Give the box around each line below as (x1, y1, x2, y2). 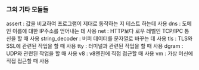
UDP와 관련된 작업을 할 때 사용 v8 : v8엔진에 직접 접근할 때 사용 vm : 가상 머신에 (6, 50, 194, 57)
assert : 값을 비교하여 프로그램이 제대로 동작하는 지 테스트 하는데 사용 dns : (6, 20, 181, 28)
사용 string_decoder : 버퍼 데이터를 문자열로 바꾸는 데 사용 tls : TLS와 (29, 35, 192, 42)
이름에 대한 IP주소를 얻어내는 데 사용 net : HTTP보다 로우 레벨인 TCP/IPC (12, 28, 184, 35)
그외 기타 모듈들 (6, 5, 49, 13)
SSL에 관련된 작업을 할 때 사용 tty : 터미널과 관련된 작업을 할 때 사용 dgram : (6, 42, 184, 50)
